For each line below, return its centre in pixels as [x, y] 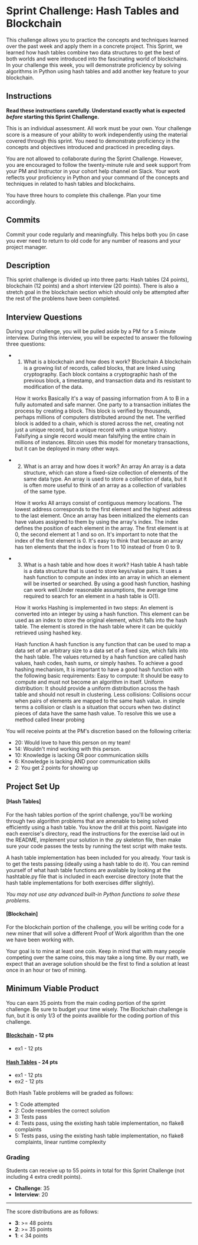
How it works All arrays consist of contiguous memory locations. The [98, 503]
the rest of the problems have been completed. [63, 299]
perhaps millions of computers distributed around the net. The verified [100, 417]
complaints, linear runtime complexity [60, 1142]
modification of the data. [53, 387]
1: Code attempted [37, 1104]
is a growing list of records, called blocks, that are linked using [99, 368]
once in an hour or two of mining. [47, 970]
